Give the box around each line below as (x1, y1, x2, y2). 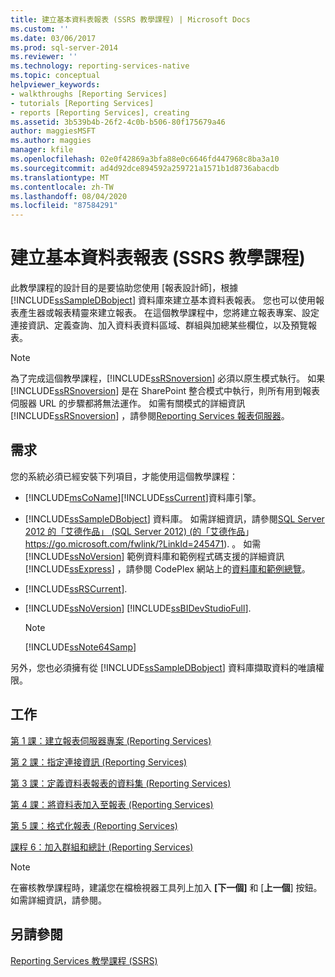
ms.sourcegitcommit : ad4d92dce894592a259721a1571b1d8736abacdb (10, 163, 280, 173)
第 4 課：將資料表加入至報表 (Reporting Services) (10, 798, 214, 810)
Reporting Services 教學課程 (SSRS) (10, 954, 158, 966)
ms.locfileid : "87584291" (10, 201, 118, 211)
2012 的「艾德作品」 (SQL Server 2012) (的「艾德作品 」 (24, 525, 255, 537)
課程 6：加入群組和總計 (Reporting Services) (10, 841, 194, 853)
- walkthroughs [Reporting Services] (10, 89, 168, 99)
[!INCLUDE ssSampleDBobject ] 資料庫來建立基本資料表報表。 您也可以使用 (10, 294, 316, 306)
